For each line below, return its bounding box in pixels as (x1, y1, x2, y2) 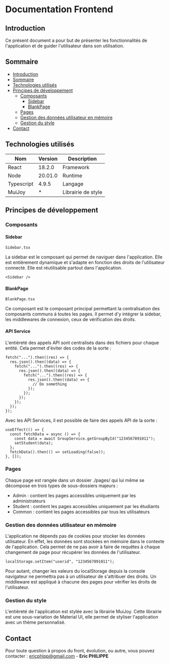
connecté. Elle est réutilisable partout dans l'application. (5, 265, 123, 271)
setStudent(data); (14, 440, 53, 445)
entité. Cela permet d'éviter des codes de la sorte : (5, 345, 112, 351)
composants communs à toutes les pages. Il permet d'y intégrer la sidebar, (5, 311, 161, 317)
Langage (62, 180, 84, 187)
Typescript (8, 180, 34, 187)
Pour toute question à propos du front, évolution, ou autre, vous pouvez (5, 648, 155, 654)
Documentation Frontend (5, 4, 113, 15)
